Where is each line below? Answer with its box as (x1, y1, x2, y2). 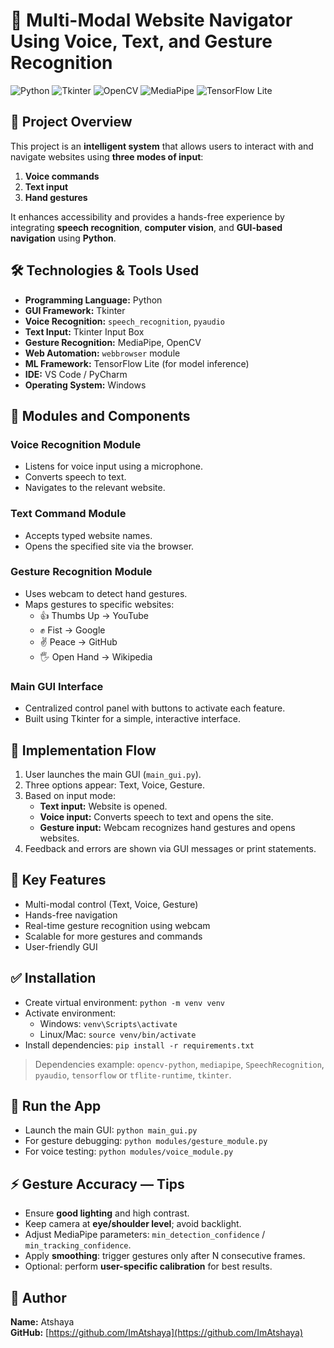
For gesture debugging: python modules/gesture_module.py (24, 1135, 268, 1147)
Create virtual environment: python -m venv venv (24, 996, 226, 1008)
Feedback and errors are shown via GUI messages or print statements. (24, 842, 317, 854)
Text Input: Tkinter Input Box (24, 325, 145, 338)
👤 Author (10, 1289, 67, 1306)
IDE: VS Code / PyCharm (24, 368, 128, 380)
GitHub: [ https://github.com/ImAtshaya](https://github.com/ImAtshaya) (10, 1327, 304, 1339)
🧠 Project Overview (10, 114, 133, 131)
